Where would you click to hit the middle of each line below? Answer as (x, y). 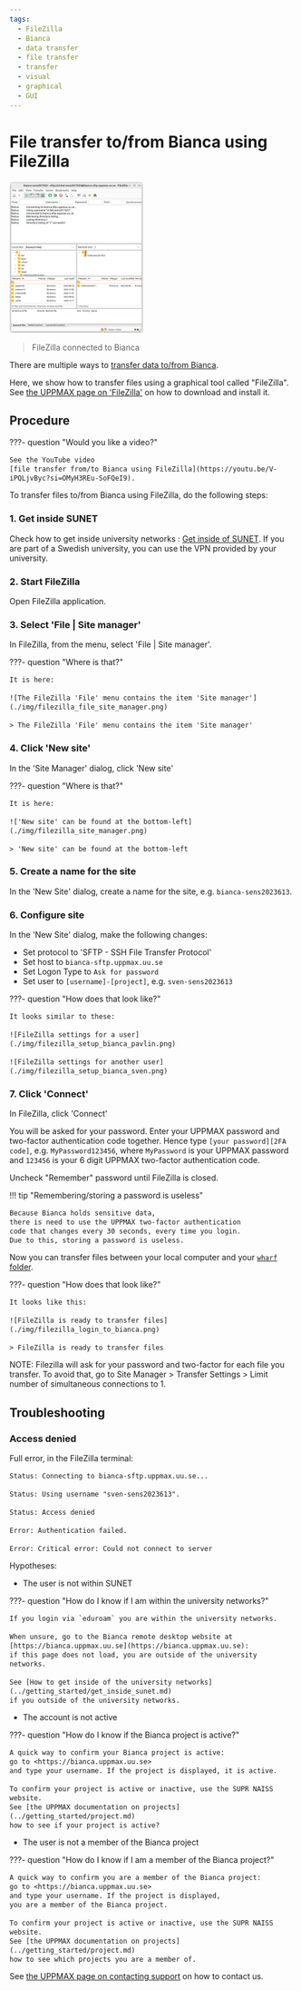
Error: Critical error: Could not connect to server (111, 1549)
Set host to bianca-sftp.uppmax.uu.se (92, 962)
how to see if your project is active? (85, 1826)
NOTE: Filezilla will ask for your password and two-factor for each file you (147, 1365)
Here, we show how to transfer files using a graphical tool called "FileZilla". (149, 383)
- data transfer (48, 48)
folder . (21, 1267)
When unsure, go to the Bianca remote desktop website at (121, 1637)
